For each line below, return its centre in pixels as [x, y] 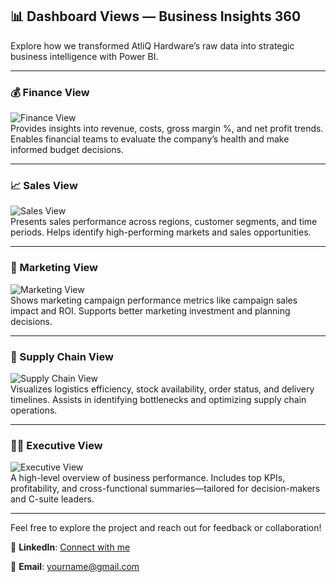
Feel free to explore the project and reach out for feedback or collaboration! [166, 528]
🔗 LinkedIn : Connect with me [70, 547]
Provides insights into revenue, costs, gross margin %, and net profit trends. [167, 129]
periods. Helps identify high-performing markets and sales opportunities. [161, 232]
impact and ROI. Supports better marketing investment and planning [150, 310]
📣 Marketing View [54, 268]
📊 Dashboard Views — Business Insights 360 [156, 16]
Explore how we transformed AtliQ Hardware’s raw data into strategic [152, 45]
